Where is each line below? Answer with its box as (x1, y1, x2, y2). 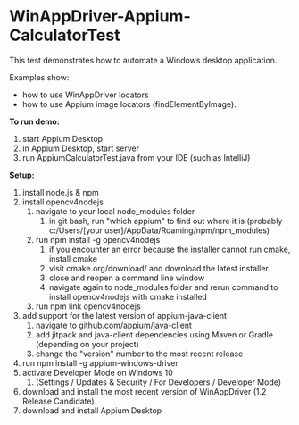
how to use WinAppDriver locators (21, 89, 149, 100)
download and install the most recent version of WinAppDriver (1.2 (21, 386, 267, 396)
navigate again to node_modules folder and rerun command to (48, 281, 278, 292)
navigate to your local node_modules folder (35, 205, 195, 216)
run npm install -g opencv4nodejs (35, 234, 161, 245)
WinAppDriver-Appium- (9, 6, 191, 27)
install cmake (48, 253, 98, 264)
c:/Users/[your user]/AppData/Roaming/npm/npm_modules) (48, 225, 270, 236)
